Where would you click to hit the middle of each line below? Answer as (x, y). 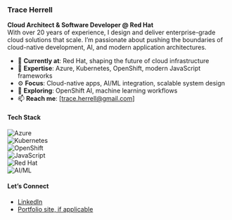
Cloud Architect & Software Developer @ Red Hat (80, 25)
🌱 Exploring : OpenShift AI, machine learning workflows (97, 91)
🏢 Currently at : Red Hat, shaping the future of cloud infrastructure (113, 61)
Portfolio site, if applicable (55, 209)
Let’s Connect (28, 186)
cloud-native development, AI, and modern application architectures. (107, 48)
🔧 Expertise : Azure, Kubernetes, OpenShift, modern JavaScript (109, 69)
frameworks (35, 76)
